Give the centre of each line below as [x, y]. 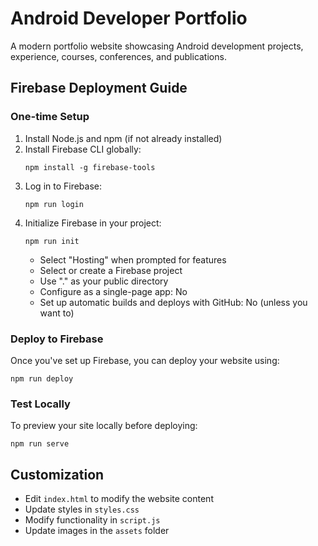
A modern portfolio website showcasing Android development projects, [157, 46]
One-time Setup [50, 117]
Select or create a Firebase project [111, 270]
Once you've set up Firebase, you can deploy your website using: [145, 360]
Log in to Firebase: [63, 186]
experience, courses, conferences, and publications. [118, 56]
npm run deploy [42, 378]
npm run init [52, 241]
